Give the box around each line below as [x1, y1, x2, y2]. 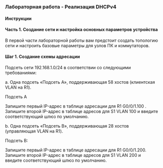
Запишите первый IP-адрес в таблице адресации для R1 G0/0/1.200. [5, 147, 147, 153]
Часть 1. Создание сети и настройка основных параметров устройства [5, 27, 158, 33]
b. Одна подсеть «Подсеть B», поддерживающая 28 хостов [5, 123, 129, 129]
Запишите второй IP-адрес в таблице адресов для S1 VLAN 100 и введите [5, 108, 158, 114]
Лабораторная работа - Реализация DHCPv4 [5, 3, 117, 10]
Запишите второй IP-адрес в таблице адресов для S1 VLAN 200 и [5, 152, 141, 158]
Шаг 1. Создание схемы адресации [5, 54, 80, 59]
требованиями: [5, 70, 37, 75]
